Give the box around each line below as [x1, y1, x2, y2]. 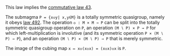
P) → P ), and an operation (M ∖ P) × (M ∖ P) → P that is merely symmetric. [5, 35, 163, 41]
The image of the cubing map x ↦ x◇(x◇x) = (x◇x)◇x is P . [5, 45, 126, 51]
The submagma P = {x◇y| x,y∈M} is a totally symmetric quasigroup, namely [5, 14, 165, 20]
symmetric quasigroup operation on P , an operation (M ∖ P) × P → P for [5, 25, 156, 31]
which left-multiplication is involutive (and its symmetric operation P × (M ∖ [5, 30, 163, 36]
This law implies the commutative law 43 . [5, 5, 92, 10]
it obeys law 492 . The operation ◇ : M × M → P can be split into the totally [5, 20, 160, 25]
